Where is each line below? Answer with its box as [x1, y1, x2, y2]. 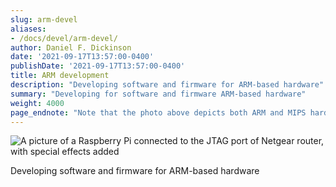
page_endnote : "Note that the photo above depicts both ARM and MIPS [10, 107, 307, 118]
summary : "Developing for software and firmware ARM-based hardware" [10, 89, 307, 99]
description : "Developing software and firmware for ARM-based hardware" [10, 80, 325, 90]
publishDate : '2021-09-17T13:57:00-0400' [10, 61, 186, 71]
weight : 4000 [10, 98, 65, 108]
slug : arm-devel [10, 14, 78, 25]
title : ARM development [10, 71, 110, 81]
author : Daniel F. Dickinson [10, 42, 132, 53]
